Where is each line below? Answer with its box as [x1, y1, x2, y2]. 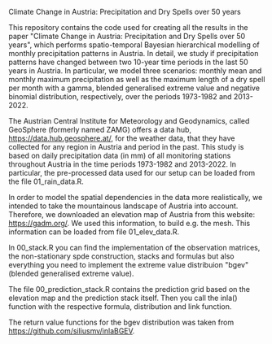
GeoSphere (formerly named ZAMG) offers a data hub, [8, 125, 192, 134]
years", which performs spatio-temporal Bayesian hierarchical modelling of [8, 40, 260, 50]
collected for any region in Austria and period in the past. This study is [8, 142, 244, 151]
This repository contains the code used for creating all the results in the [8, 23, 248, 32]
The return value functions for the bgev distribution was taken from [8, 317, 235, 327]
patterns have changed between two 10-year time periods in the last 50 [8, 57, 248, 67]
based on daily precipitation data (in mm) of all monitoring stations [8, 150, 231, 160]
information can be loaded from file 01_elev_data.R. [8, 227, 180, 237]
